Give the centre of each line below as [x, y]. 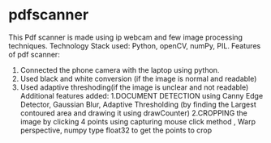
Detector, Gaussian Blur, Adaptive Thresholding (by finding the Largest [138, 104]
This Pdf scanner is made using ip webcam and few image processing [126, 37]
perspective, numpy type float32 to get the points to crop [116, 130]
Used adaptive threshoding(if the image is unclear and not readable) [134, 87]
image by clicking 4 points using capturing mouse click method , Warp [138, 121]
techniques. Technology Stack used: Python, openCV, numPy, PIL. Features [135, 45]
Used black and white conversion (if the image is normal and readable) [138, 78]
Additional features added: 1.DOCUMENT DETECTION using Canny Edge [142, 95]
